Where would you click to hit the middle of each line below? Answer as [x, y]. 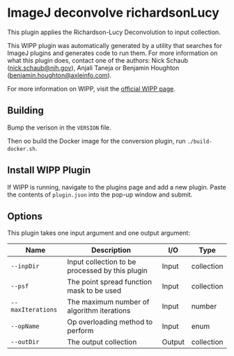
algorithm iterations [99, 311]
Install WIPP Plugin [49, 170]
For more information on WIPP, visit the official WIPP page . [92, 88]
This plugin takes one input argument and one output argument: [99, 233]
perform [80, 331]
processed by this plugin [107, 271]
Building [25, 110]
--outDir [25, 342]
